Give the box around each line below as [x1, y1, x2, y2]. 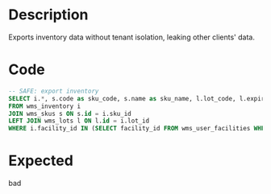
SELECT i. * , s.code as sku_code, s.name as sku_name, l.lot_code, [8, 94, 236, 102]
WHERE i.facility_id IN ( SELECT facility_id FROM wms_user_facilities [8, 125, 251, 133]
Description [8, 6, 89, 24]
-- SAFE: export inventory [8, 87, 99, 95]
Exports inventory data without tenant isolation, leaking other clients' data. [8, 32, 256, 42]
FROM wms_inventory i [8, 102, 81, 110]
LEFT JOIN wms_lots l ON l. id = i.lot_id [8, 117, 150, 126]
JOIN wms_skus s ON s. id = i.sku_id [8, 109, 131, 118]
